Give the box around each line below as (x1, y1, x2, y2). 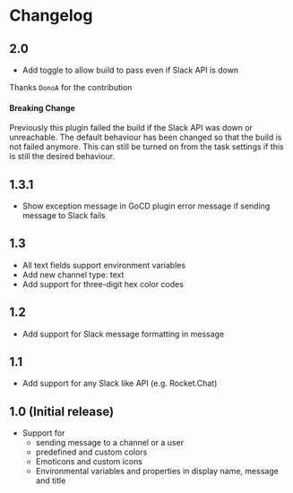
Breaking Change (9, 102, 76, 113)
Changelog (9, 5, 93, 26)
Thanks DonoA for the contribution (9, 82, 133, 92)
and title (35, 475, 66, 486)
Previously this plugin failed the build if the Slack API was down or (9, 123, 254, 133)
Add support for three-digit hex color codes (22, 278, 184, 289)
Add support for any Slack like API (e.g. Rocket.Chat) (22, 378, 218, 389)
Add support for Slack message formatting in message (22, 328, 225, 339)
